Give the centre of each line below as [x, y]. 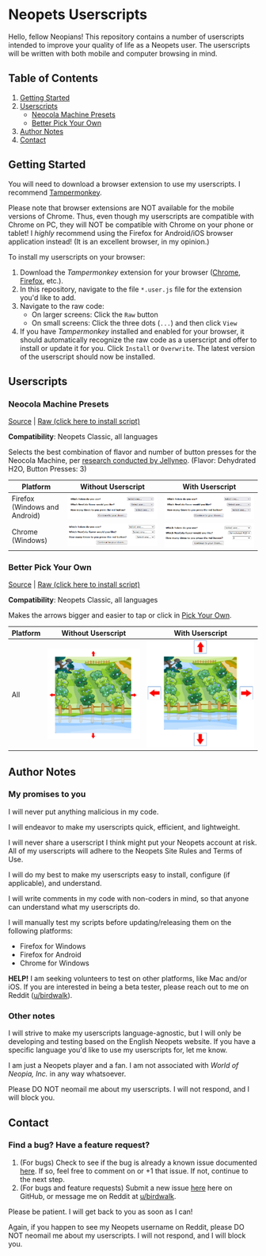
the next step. [42, 1179]
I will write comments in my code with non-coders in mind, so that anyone [129, 898]
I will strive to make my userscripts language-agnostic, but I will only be [125, 1033]
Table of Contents [53, 78]
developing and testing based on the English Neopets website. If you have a [132, 1042]
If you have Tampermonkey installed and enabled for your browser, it [132, 331]
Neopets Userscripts [78, 15]
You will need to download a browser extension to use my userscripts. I [124, 183]
